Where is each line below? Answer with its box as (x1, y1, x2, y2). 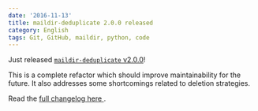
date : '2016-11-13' (8, 11, 73, 20)
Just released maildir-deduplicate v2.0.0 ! (8, 55, 146, 65)
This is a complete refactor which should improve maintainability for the (8, 70, 241, 80)
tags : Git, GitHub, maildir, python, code (8, 33, 150, 42)
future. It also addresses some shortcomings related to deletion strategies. (8, 79, 251, 88)
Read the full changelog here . (8, 94, 107, 103)
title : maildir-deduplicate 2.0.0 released (8, 19, 154, 27)
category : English (8, 26, 69, 34)
